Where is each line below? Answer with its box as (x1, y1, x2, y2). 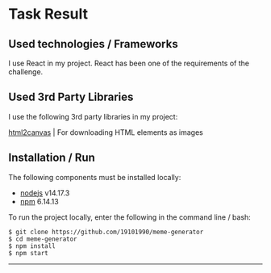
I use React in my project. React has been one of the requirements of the (8, 58, 250, 68)
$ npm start (8, 249, 48, 257)
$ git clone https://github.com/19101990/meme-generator (8, 228, 204, 236)
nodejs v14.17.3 (19, 187, 70, 198)
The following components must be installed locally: (8, 172, 181, 182)
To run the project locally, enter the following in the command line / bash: (8, 212, 252, 222)
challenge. (8, 67, 44, 77)
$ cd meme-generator (8, 235, 78, 243)
